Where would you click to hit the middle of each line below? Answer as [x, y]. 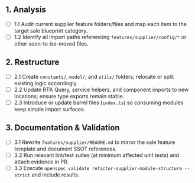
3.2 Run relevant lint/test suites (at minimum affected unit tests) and [97, 155]
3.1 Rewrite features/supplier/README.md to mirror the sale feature [95, 142]
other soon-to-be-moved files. [51, 43]
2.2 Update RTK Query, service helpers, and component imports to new [101, 89]
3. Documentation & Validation [63, 128]
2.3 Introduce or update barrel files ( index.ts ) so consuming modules [99, 102]
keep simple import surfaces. [50, 109]
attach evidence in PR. [41, 162]
